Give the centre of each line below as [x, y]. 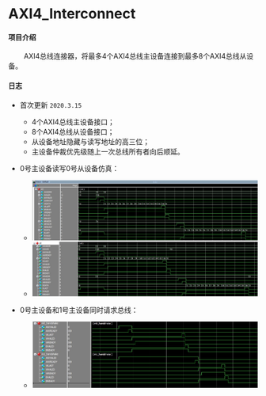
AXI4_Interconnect [72, 14]
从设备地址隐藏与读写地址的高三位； [91, 141]
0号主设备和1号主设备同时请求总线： [79, 310]
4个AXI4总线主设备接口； [73, 122]
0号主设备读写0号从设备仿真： [69, 168]
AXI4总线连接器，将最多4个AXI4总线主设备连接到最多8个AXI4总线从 [135, 56]
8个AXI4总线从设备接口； [73, 131]
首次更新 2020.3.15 [51, 105]
